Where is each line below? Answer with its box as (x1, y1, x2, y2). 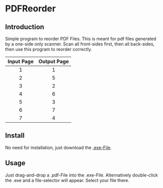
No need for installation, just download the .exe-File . (5, 144, 112, 150)
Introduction (5, 23, 45, 31)
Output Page (38, 58, 69, 65)
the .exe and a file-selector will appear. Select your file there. (5, 177, 130, 183)
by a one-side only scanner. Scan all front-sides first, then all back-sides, (5, 41, 155, 47)
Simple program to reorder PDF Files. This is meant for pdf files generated (5, 36, 157, 42)
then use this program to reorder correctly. (5, 47, 93, 52)
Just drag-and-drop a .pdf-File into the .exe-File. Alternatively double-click (5, 172, 159, 178)
